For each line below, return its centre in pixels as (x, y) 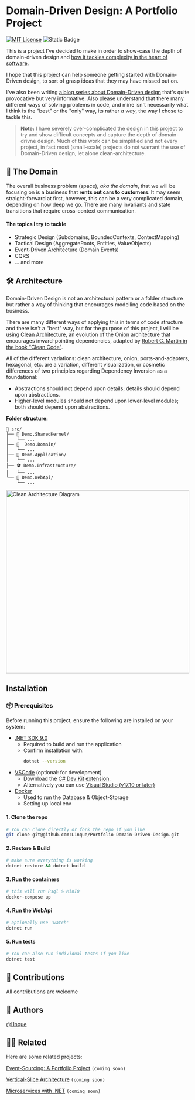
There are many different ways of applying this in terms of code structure (95, 322)
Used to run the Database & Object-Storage (76, 797)
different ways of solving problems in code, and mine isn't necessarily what (97, 104)
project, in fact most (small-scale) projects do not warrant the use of (103, 147)
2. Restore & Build (28, 848)
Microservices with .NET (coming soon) (53, 1091)
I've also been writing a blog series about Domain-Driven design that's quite (98, 92)
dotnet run (19, 928)
